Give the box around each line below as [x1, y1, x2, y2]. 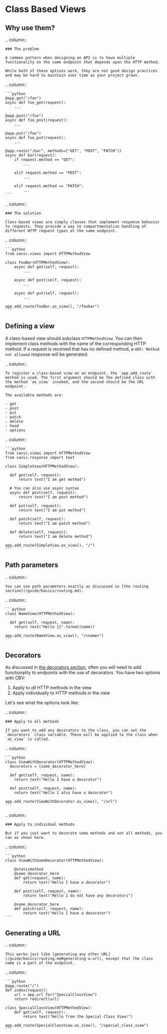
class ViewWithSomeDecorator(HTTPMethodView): [5, 858, 104, 863]
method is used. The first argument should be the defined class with [5, 375, 155, 380]
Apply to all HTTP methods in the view [12, 685, 92, 691]
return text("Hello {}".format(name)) [14, 624, 95, 629]
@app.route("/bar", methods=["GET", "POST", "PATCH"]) [5, 149, 122, 154]
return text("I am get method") [18, 477, 86, 482]
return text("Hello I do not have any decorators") [23, 893, 133, 899]
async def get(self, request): [14, 264, 79, 269]
